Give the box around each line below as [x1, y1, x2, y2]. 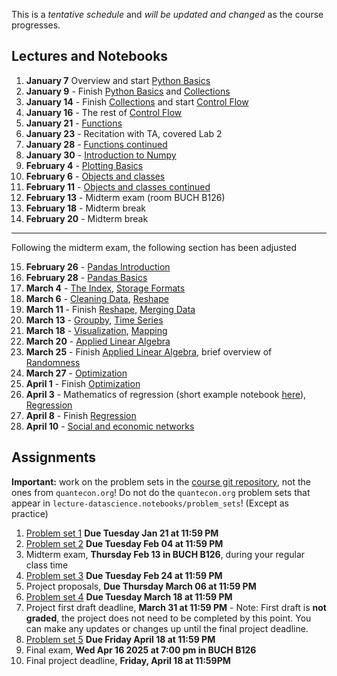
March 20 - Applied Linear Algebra [25, 335, 171, 347]
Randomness [25, 356, 81, 368]
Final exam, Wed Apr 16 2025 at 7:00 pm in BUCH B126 [25, 644, 257, 656]
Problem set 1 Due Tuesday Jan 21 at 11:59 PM [25, 527, 219, 539]
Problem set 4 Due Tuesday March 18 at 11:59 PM [25, 590, 233, 603]
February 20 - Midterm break [25, 212, 149, 224]
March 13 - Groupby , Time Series [25, 314, 164, 326]
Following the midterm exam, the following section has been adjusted [11, 241, 297, 253]
